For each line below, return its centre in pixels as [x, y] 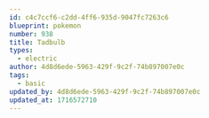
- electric [37, 59]
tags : [19, 75]
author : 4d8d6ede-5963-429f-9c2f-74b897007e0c [97, 67]
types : [21, 51]
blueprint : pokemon [45, 26]
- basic [32, 83]
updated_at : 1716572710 [53, 100]
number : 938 [31, 34]
